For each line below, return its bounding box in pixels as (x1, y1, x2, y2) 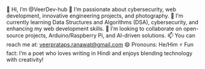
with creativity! (6, 56, 44, 63)
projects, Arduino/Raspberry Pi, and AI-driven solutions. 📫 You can (25, 32, 196, 39)
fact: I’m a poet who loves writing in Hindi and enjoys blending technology (6, 50, 193, 57)
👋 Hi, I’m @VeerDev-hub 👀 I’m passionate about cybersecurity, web (6, 6, 176, 13)
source (6, 32, 24, 39)
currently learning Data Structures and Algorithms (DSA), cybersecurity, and (6, 19, 199, 25)
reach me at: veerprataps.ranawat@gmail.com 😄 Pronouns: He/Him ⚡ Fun (6, 41, 194, 48)
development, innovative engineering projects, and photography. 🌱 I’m (6, 12, 184, 19)
